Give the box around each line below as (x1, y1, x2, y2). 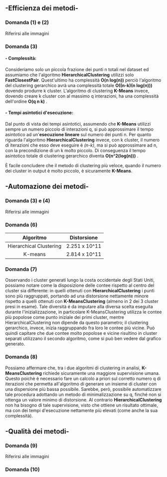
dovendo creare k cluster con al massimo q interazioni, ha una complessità (5, 93, 159, 99)
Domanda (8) (5, 353, 38, 360)
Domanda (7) (5, 265, 37, 272)
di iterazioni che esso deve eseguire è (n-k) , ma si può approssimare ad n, (5, 142, 158, 148)
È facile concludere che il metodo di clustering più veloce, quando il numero (5, 163, 161, 169)
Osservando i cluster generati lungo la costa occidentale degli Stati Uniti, (5, 277, 155, 283)
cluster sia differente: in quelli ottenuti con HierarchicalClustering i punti (5, 288, 155, 294)
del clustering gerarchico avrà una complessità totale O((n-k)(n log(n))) (5, 82, 153, 88)
